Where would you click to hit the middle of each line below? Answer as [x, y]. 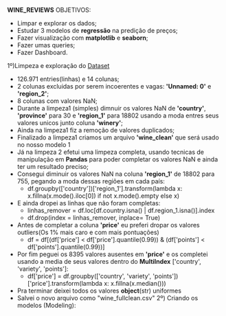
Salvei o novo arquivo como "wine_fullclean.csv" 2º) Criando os [108, 298]
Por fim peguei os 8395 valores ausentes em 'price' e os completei [112, 254]
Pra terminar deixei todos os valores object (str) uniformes [99, 291]
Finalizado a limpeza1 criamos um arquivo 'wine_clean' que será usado [118, 137]
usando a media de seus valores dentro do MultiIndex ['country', [109, 261]
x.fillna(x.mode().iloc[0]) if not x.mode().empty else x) [103, 196]
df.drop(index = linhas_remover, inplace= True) [94, 218]
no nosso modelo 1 [44, 145]
